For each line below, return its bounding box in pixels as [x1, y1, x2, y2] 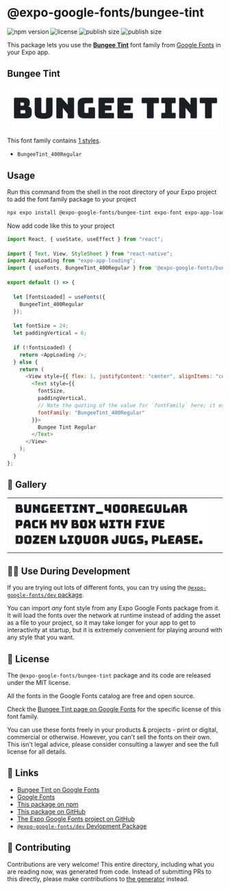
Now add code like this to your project [7, 221, 115, 230]
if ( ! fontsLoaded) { [13, 344, 72, 351]
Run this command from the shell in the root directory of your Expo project [7, 187, 217, 196]
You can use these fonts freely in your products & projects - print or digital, [7, 725, 218, 734]
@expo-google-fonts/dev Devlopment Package [16, 821, 147, 830]
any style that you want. [7, 633, 75, 642]
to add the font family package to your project [7, 195, 137, 203]
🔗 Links [7, 767, 39, 779]
